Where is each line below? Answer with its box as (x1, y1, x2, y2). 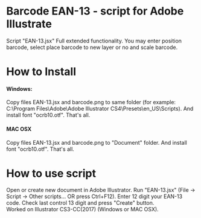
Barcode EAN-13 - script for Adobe (6, 4, 184, 18)
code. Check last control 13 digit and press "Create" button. (6, 199, 155, 206)
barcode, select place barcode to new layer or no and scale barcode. (6, 44, 178, 51)
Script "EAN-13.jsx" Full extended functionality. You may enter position (6, 37, 182, 44)
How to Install (6, 65, 77, 79)
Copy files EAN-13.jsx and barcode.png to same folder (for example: (6, 99, 176, 106)
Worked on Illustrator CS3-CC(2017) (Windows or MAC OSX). (6, 206, 159, 213)
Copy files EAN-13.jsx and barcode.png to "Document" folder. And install (6, 139, 187, 146)
